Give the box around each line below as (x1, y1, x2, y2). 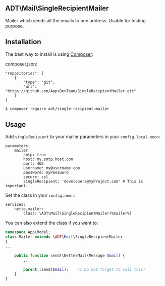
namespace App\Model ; (5, 230, 51, 235)
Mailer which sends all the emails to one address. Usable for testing (5, 17, 146, 23)
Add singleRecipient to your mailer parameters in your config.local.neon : (5, 134, 160, 140)
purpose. (5, 23, 24, 29)
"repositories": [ (5, 70, 44, 76)
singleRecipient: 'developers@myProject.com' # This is (23, 179, 143, 184)
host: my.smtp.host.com (23, 157, 73, 162)
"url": (23, 84, 37, 89)
